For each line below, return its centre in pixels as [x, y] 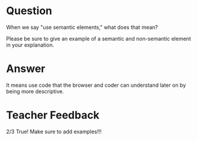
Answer [26, 69]
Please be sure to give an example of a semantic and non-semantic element [98, 38]
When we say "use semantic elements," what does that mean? [82, 27]
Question [29, 11]
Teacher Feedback [53, 115]
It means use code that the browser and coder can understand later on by [96, 85]
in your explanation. [30, 45]
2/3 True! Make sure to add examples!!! [54, 132]
